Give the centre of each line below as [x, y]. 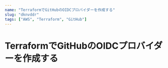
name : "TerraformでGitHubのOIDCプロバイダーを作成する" [60, 10]
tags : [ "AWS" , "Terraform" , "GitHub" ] [46, 19]
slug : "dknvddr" [22, 15]
